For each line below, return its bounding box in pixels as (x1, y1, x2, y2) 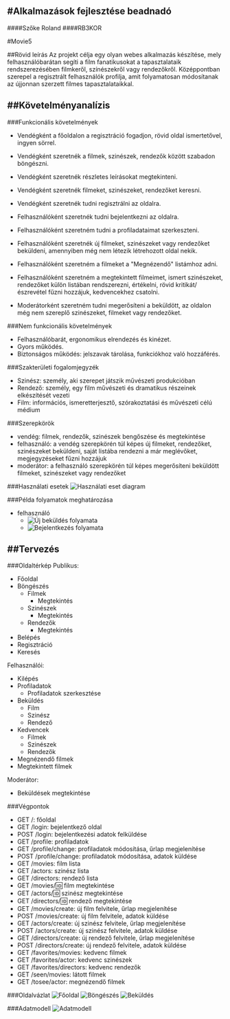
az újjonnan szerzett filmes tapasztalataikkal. (7, 79, 134, 88)
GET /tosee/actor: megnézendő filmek (16, 978, 126, 986)
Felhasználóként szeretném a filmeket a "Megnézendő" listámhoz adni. (16, 259, 218, 268)
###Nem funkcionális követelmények (7, 321, 112, 330)
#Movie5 (7, 37, 32, 45)
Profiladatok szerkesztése (27, 689, 102, 698)
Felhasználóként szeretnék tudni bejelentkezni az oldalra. (16, 213, 180, 221)
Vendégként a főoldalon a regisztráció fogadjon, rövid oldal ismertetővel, (16, 131, 223, 140)
